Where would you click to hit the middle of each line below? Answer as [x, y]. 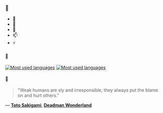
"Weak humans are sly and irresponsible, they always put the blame [88, 90]
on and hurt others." [38, 95]
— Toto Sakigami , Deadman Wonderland [49, 105]
